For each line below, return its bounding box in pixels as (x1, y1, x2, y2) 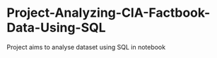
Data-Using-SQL (6, 20, 107, 36)
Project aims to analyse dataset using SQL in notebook (6, 43, 166, 51)
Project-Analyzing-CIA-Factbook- (6, 5, 211, 21)
